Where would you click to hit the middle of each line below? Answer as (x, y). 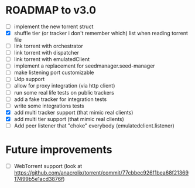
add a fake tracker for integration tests (60, 99)
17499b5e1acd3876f (38, 179)
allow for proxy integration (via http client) (64, 86)
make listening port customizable (54, 73)
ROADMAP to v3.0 (51, 10)
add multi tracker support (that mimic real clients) (73, 112)
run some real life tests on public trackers (64, 92)
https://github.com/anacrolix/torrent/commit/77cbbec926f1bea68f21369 (101, 172)
